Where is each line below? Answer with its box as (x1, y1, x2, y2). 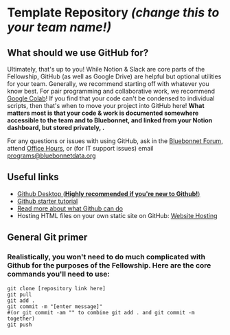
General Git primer (7, 232, 88, 244)
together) (7, 315, 36, 322)
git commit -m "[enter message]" (7, 303, 103, 310)
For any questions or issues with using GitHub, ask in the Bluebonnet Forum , (7, 137, 223, 145)
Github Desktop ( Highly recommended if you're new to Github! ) (16, 189, 200, 197)
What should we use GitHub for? (7, 47, 149, 58)
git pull (7, 291, 32, 298)
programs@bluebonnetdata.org (7, 151, 96, 160)
